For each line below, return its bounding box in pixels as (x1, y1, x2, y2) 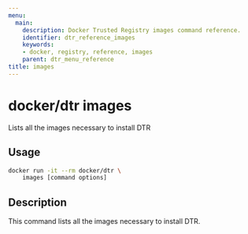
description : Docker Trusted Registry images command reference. (22, 26, 242, 34)
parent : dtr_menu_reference (22, 56, 114, 64)
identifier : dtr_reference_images (22, 33, 135, 42)
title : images (8, 63, 55, 71)
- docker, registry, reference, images (22, 48, 154, 56)
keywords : (22, 41, 55, 49)
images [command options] (22, 174, 108, 182)
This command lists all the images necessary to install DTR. (8, 217, 201, 226)
